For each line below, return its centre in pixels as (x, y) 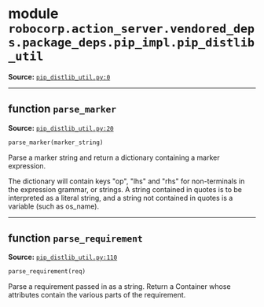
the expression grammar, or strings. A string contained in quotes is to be (125, 189)
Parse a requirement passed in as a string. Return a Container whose (119, 287)
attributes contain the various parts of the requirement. (97, 295)
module (33, 14)
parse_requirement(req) (47, 272)
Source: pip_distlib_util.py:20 (61, 128)
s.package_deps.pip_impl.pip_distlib (132, 43)
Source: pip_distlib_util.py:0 (59, 76)
